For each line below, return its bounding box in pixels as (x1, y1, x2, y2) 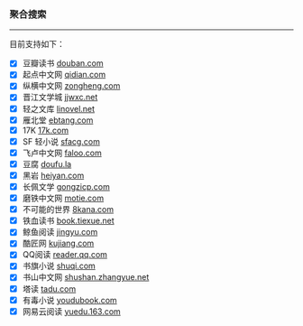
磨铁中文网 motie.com (22, 192, 105, 204)
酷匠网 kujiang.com (22, 238, 95, 249)
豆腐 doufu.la (22, 158, 72, 169)
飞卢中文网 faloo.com (22, 147, 102, 158)
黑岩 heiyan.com (22, 170, 85, 181)
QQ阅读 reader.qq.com (22, 249, 108, 260)
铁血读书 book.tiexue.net (22, 215, 115, 227)
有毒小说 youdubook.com (22, 294, 117, 305)
